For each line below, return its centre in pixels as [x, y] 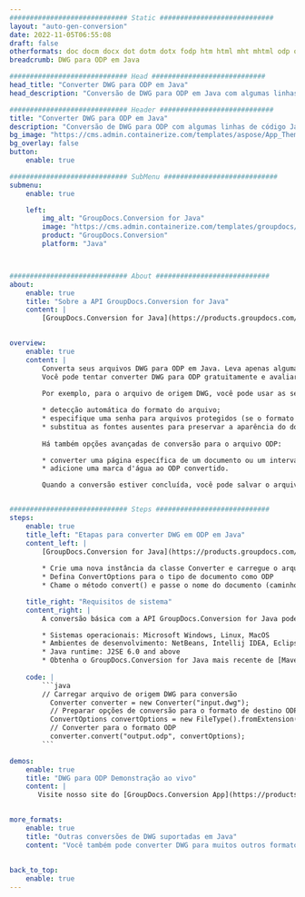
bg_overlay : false [44, 143]
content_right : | [59, 610]
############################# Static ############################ [142, 18]
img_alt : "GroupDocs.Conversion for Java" [123, 219]
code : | [40, 677]
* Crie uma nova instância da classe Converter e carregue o [160, 568]
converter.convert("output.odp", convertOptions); [148, 736]
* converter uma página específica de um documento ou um [154, 460]
